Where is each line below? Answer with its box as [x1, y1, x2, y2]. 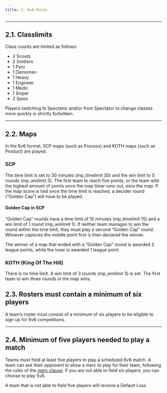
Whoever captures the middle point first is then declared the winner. [5, 231, 145, 237]
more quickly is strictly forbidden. [5, 111, 74, 117]
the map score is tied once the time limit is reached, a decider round [5, 188, 145, 194]
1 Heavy [12, 74, 29, 80]
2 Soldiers [12, 58, 33, 65]
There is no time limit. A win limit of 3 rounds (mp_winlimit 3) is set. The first [5, 270, 161, 277]
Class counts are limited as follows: [5, 43, 78, 50]
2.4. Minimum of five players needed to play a [5, 336, 150, 344]
